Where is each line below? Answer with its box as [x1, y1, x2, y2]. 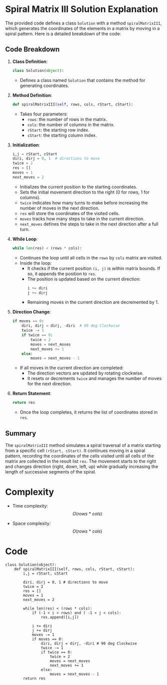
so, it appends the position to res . [27, 270, 96, 276]
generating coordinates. [19, 82, 69, 88]
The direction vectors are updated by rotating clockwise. [27, 370, 144, 376]
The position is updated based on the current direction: [27, 276, 141, 282]
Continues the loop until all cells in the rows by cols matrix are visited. [19, 254, 163, 260]
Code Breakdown [5, 45, 60, 53]
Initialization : [12, 141, 40, 148]
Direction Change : [12, 309, 51, 315]
